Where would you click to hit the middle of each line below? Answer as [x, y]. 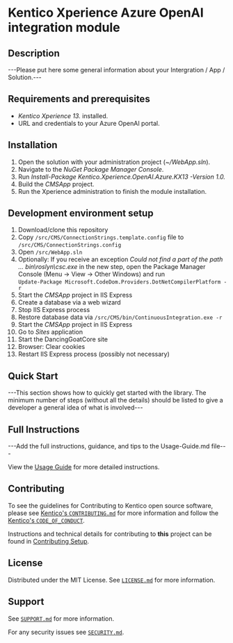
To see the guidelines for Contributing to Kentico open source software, [111, 505]
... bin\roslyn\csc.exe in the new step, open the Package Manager [112, 267]
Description [34, 53]
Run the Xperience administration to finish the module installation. [112, 191]
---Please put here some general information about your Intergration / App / [116, 70]
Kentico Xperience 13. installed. [63, 115]
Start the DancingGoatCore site [63, 339]
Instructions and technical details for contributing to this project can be [110, 534]
